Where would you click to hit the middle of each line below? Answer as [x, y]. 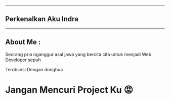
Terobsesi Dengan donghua [34, 69]
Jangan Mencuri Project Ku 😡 [69, 90]
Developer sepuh [23, 60]
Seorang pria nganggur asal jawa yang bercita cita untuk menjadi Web [78, 54]
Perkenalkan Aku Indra [42, 19]
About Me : [23, 42]
